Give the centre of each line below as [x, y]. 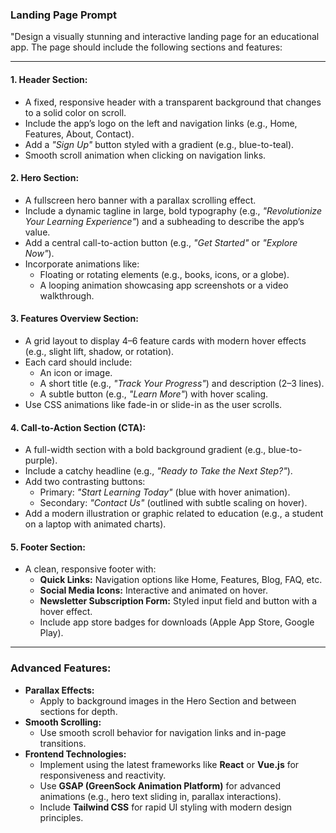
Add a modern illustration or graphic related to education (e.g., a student [174, 514]
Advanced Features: [61, 668]
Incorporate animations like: [82, 264]
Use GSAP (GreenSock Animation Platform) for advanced [160, 785]
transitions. [63, 743]
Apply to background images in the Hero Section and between [168, 700]
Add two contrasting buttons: [85, 482]
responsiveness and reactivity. [103, 775]
